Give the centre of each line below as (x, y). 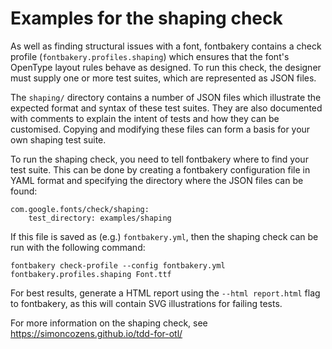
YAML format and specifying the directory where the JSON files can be (157, 180)
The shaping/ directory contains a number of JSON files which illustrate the (166, 97)
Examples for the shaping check (146, 18)
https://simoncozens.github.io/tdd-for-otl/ (96, 333)
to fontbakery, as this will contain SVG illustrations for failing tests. (146, 303)
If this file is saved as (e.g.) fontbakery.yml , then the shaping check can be (164, 236)
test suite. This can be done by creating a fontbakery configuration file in (160, 169)
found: (24, 191)
